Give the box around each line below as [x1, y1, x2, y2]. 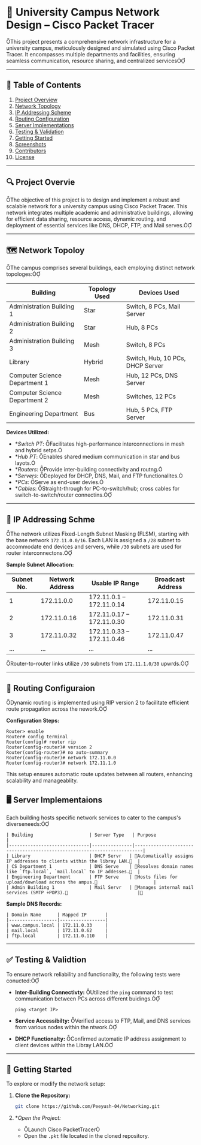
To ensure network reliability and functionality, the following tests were [6, 970, 181, 978]
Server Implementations [14, 121, 74, 128]
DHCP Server [126, 362, 164, 370]
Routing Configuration [14, 115, 70, 122]
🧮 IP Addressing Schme [6, 514, 95, 524]
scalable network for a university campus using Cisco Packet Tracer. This [6, 202, 187, 209]
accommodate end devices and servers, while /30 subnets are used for [6, 543, 182, 551]
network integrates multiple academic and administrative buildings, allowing [6, 209, 193, 216]
